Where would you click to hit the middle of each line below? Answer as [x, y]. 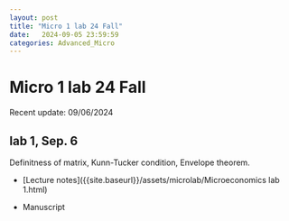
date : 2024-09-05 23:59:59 [64, 34]
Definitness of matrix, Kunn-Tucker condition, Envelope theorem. [130, 162]
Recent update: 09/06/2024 [61, 113]
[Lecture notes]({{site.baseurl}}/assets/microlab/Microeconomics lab [151, 180]
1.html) [35, 189]
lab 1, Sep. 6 [44, 141]
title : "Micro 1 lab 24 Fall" [66, 26]
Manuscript [44, 207]
